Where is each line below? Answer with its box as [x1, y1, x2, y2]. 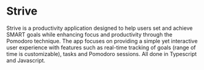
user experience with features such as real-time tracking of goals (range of [6, 44, 196, 51]
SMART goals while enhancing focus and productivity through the [6, 30, 173, 38]
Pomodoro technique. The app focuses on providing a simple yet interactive [6, 37, 198, 44]
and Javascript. [6, 57, 46, 64]
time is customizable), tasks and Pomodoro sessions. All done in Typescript [6, 50, 197, 57]
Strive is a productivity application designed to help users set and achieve [6, 24, 193, 32]
